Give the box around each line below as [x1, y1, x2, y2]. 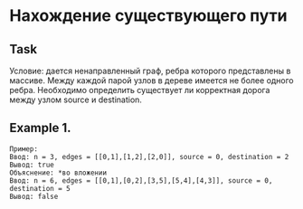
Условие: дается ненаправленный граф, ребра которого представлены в [9, 65, 291, 76]
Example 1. [9, 120, 71, 136]
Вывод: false [9, 192, 59, 201]
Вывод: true [9, 160, 54, 169]
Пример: [9, 144, 39, 154]
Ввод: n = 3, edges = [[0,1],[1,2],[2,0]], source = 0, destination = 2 [9, 152, 289, 161]
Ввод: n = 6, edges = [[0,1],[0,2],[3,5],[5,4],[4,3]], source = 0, [9, 176, 273, 185]
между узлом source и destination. [9, 94, 143, 105]
